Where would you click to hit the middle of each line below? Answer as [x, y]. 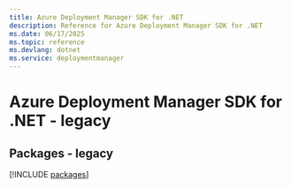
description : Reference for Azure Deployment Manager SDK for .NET [136, 26]
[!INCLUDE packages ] [49, 174]
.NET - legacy [60, 121]
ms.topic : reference [47, 42]
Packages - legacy [61, 153]
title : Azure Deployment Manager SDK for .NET [96, 17]
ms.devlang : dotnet [45, 50]
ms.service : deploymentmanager [67, 58]
